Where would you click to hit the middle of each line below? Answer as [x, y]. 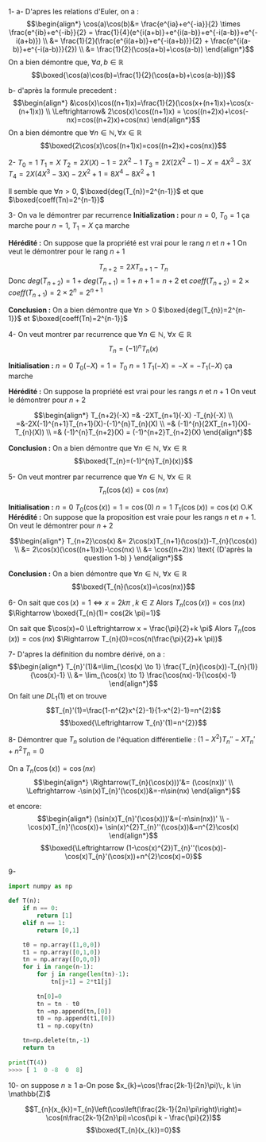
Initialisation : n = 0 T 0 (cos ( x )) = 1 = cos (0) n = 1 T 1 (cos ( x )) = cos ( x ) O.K [130, 508]
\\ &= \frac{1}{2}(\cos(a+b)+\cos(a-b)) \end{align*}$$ [167, 49]
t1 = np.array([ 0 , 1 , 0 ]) [62, 952]
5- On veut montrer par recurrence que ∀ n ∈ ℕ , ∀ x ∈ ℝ [100, 477]
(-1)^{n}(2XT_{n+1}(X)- [214, 424]
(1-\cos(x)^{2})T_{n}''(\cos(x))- [176, 848]
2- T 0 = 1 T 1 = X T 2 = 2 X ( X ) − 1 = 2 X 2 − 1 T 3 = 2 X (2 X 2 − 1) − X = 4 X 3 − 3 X [130, 163]
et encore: [25, 807]
